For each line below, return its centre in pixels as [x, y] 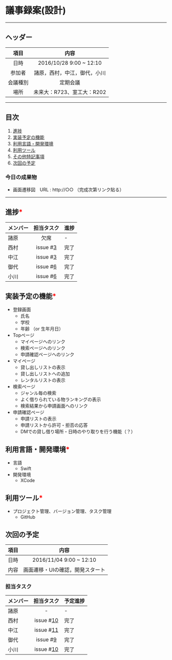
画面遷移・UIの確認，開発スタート [64, 570]
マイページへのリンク [43, 342]
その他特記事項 [28, 156]
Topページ [24, 335]
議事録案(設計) [36, 11]
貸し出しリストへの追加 [45, 374]
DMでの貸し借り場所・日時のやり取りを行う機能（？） [78, 432]
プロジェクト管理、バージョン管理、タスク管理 [62, 511]
